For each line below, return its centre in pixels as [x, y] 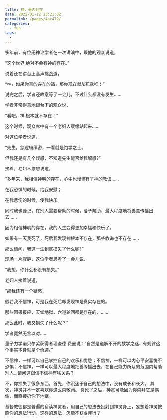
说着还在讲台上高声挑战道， [34, 73]
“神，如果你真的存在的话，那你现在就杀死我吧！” [55, 84]
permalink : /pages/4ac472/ [33, 19]
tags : [11, 33]
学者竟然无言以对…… [27, 333]
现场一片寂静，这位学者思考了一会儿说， [46, 259]
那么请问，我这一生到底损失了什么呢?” [44, 249]
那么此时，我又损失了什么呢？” [37, 322]
